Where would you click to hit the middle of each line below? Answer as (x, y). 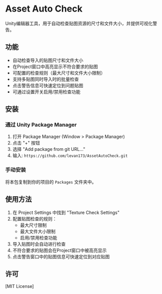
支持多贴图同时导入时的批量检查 (46, 79)
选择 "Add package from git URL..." (49, 149)
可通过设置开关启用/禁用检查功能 (46, 92)
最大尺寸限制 (33, 225)
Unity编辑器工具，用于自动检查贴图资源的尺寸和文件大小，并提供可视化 (79, 23)
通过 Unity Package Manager (41, 125)
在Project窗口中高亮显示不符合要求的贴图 (55, 67)
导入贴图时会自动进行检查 (39, 244)
